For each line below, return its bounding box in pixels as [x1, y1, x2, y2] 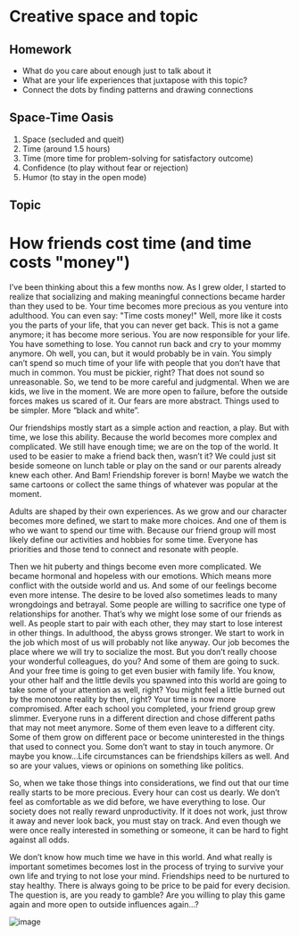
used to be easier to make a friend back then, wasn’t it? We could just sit [9, 451, 277, 461]
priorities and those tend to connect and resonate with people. [9, 544, 239, 555]
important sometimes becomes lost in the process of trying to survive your [9, 861, 284, 872]
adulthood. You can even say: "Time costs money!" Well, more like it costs [9, 311, 283, 321]
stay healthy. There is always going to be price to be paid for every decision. [9, 881, 291, 891]
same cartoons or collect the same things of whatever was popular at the [9, 479, 278, 490]
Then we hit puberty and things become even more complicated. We [9, 561, 262, 572]
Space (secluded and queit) [21, 134, 125, 145]
